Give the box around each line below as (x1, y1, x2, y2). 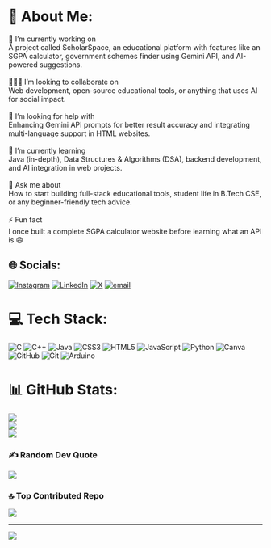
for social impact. (8, 94, 66, 103)
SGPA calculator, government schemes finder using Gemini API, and (8, 51, 235, 61)
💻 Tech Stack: (8, 310, 108, 328)
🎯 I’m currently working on (8, 34, 97, 44)
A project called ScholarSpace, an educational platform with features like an (8, 42, 261, 52)
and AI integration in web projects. (8, 162, 123, 172)
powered (8, 60, 38, 70)
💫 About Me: (8, 7, 94, 26)
